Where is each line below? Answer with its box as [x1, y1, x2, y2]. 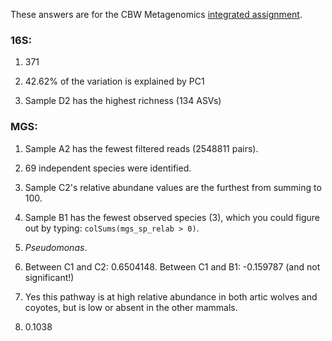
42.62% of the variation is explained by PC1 [24, 75, 205, 88]
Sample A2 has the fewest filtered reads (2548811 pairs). [24, 142, 259, 154]
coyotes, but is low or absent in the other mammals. [24, 301, 238, 313]
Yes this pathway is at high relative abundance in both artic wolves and [24, 290, 318, 303]
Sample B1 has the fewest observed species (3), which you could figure [24, 211, 320, 223]
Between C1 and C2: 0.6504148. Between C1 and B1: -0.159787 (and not [24, 260, 321, 273]
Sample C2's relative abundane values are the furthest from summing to [24, 181, 322, 193]
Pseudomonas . [24, 241, 88, 253]
